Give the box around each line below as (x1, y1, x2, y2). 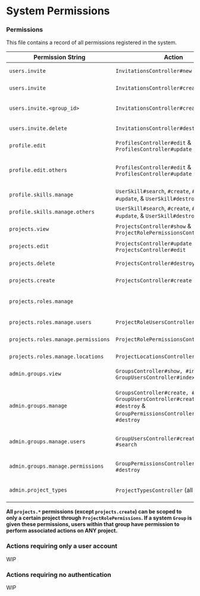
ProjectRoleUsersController (115, 319, 195, 326)
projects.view (9, 226, 49, 233)
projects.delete (9, 260, 55, 267)
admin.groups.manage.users (9, 438, 86, 445)
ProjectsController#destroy (115, 260, 195, 267)
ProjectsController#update (115, 240, 192, 247)
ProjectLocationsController (115, 353, 195, 360)
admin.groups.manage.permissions (9, 463, 104, 470)
